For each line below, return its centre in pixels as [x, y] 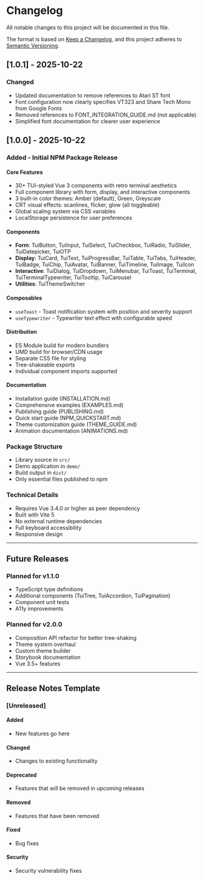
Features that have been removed [57, 816]
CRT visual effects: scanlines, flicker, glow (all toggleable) [87, 205]
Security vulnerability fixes [48, 871]
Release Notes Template [53, 688]
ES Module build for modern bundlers [62, 345]
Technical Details [32, 495]
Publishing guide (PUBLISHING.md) [59, 411]
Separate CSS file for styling [50, 358]
